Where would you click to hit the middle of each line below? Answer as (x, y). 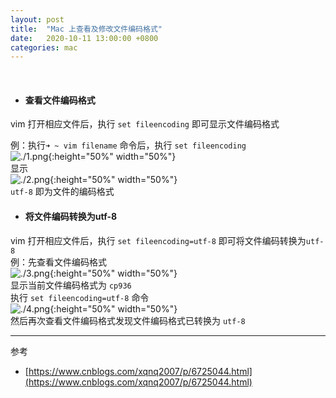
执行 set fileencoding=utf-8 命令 (80, 297)
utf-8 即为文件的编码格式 (62, 192)
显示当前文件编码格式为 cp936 (71, 285)
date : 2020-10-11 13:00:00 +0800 (84, 38)
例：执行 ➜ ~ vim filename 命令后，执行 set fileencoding (128, 145)
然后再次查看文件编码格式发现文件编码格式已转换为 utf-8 (128, 320)
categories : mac (44, 47)
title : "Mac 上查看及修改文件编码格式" (86, 29)
